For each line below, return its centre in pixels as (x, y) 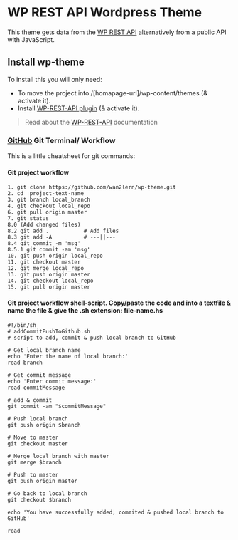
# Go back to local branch (47, 494)
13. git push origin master (49, 275)
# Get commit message (39, 375)
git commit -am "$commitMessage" (57, 407)
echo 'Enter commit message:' (52, 382)
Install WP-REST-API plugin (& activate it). (79, 108)
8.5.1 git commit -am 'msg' (49, 250)
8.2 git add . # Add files (63, 231)
